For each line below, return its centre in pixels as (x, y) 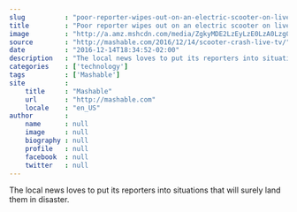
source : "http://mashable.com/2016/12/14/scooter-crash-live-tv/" (150, 42)
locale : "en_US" (63, 108)
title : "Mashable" (69, 91)
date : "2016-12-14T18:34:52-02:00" (94, 50)
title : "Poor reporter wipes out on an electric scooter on (140, 26)
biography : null (57, 140)
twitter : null (57, 165)
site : (39, 83)
